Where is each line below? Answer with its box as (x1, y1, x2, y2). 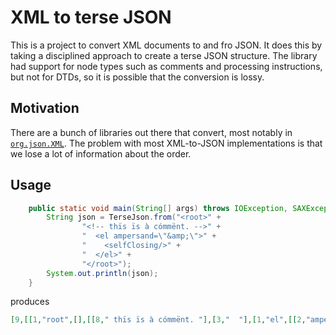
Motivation (10, 100, 80, 117)
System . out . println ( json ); (46, 268, 159, 278)
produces (10, 296, 50, 308)
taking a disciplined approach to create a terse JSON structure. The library (10, 49, 318, 61)
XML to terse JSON (10, 6, 172, 29)
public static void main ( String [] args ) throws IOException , (28, 203, 288, 213)
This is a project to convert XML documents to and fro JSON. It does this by (10, 39, 323, 51)
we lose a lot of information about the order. (10, 147, 192, 160)
